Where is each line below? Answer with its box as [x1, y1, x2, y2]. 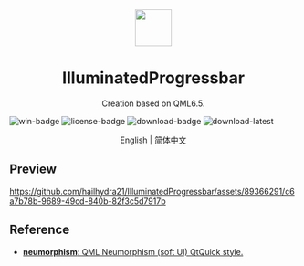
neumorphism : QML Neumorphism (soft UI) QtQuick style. [22, 246, 244, 257]
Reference [9, 222, 70, 238]
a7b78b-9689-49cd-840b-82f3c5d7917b [9, 196, 166, 207]
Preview [9, 162, 58, 177]
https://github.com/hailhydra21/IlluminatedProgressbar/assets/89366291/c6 [9, 186, 295, 197]
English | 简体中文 [120, 134, 187, 145]
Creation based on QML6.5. [101, 98, 205, 109]
